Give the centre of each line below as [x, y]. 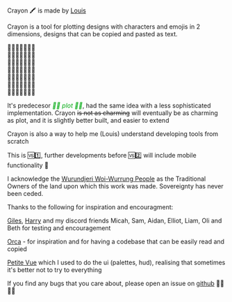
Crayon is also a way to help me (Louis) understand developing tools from [113, 134]
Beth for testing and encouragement [59, 228]
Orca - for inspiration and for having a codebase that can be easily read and [116, 241]
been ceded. [25, 194]
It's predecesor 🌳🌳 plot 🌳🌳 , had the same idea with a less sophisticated [109, 105]
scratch [18, 141]
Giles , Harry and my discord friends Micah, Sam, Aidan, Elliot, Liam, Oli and [115, 220]
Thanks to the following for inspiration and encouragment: [90, 207]
